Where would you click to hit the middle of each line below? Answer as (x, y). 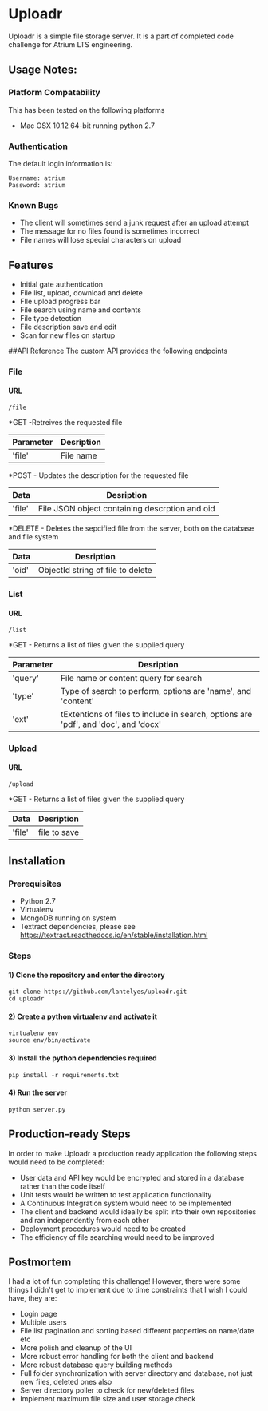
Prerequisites (35, 884)
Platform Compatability (55, 93)
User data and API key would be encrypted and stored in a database (132, 1177)
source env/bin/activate (49, 1040)
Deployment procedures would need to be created (102, 1229)
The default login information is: (61, 163)
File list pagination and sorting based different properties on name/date (137, 1331)
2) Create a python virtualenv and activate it (83, 1016)
